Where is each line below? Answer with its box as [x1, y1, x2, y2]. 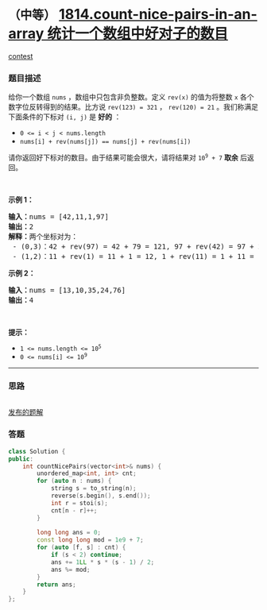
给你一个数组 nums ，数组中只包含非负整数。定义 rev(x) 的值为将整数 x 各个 [8, 92, 254, 102]
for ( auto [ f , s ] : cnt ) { [37, 543, 126, 552]
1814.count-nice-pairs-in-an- [58, 6, 258, 24]
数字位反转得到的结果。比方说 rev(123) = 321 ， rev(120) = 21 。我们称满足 [8, 102, 259, 112]
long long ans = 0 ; [37, 529, 102, 537]
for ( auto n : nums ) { [37, 477, 112, 485]
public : [8, 454, 34, 463]
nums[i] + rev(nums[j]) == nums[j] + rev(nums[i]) [19, 138, 192, 146]
